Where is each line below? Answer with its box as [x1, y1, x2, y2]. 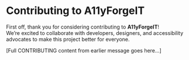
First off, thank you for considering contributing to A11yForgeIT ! [6, 23, 160, 30]
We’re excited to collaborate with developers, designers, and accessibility [6, 29, 184, 36]
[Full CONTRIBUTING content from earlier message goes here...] [6, 47, 162, 54]
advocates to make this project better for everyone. [6, 36, 130, 43]
